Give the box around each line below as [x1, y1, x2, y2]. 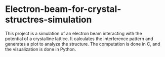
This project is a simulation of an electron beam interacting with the [5, 30, 142, 36]
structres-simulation [5, 14, 92, 25]
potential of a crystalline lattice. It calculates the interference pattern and [5, 36, 153, 42]
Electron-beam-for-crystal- [5, 3, 122, 15]
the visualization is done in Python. [5, 46, 76, 52]
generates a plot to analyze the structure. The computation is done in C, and [5, 41, 161, 47]
